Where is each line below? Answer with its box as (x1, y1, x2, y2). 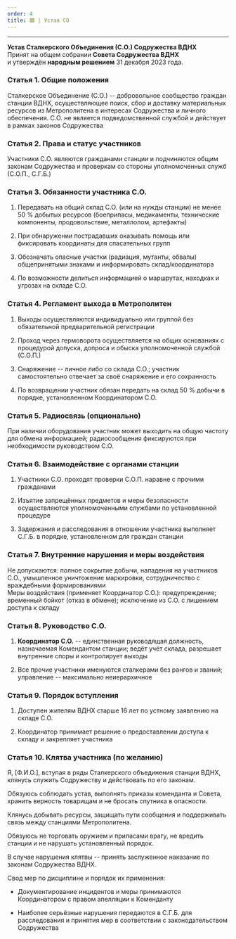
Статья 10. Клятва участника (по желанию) (7, 753, 164, 762)
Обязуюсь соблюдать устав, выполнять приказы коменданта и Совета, (7, 789, 223, 798)
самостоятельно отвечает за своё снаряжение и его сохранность (17, 372, 216, 381)
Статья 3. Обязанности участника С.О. (7, 187, 147, 197)
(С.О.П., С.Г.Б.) (7, 170, 51, 178)
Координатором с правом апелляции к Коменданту (17, 895, 173, 904)
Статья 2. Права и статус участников (7, 139, 142, 148)
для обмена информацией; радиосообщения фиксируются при (7, 434, 197, 442)
